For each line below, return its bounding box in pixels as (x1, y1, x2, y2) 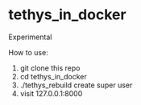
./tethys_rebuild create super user (19, 80, 133, 90)
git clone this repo (19, 63, 81, 73)
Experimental (8, 32, 52, 42)
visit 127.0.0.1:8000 (19, 88, 83, 98)
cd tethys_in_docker (19, 71, 87, 81)
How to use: (8, 47, 48, 57)
